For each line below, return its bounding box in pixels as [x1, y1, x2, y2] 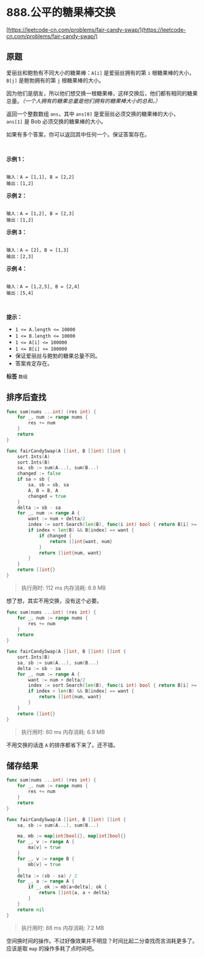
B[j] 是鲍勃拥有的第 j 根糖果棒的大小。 [6, 77, 104, 84]
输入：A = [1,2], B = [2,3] [6, 211, 75, 217]
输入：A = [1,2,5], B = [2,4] [6, 284, 80, 290]
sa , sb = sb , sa [28, 482, 69, 488]
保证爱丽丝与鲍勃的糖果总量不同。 [15, 352, 101, 359]
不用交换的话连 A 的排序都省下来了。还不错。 [6, 741, 119, 749]
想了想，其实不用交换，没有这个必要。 [6, 597, 102, 604]
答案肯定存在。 [15, 360, 53, 367]
